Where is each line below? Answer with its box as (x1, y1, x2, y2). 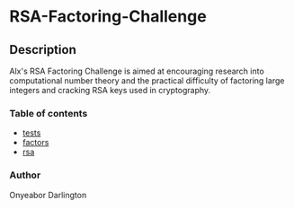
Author (9, 169, 41, 181)
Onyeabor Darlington (9, 189, 87, 200)
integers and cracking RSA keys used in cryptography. (9, 85, 211, 95)
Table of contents (9, 107, 88, 119)
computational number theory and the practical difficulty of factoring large (9, 75, 285, 86)
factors (22, 137, 49, 148)
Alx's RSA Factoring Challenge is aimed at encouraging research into (9, 65, 265, 76)
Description (9, 42, 76, 57)
